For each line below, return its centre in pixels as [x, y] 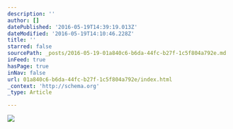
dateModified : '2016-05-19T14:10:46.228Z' [71, 33]
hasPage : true [28, 66]
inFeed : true [27, 60]
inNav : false [27, 73]
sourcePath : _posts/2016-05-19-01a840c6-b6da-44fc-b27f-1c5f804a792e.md [117, 54]
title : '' [22, 40]
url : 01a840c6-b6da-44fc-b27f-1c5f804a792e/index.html [90, 79]
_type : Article [30, 92]
